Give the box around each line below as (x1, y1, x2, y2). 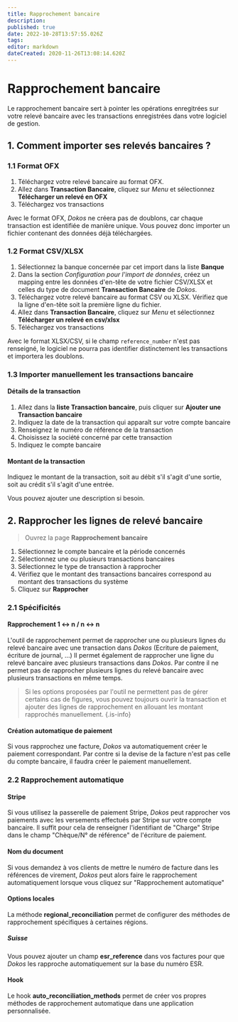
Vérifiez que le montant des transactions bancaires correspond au (17, 570, 212, 578)
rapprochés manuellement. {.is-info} (24, 710, 131, 719)
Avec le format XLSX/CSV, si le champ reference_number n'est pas (7, 337, 200, 345)
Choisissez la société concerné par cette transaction (17, 433, 172, 441)
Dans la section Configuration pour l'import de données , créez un (17, 270, 210, 278)
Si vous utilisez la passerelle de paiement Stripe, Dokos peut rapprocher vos (7, 808, 231, 817)
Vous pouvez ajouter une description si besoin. (7, 494, 145, 503)
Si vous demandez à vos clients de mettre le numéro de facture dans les (7, 863, 219, 871)
